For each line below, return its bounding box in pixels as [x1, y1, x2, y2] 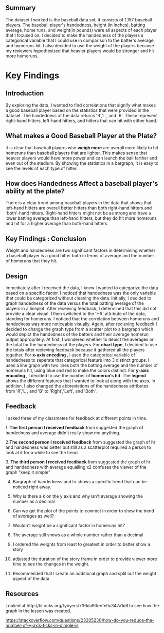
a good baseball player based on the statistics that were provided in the [5, 107, 149, 113]
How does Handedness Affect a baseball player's [5, 179, 158, 188]
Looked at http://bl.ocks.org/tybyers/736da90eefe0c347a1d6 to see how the [5, 602, 159, 608]
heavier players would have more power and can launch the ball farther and [5, 155, 157, 161]
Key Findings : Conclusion [5, 234, 87, 243]
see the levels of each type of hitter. [5, 165, 78, 171]
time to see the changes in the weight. [12, 561, 90, 567]
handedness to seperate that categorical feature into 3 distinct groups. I [5, 357, 150, 363]
